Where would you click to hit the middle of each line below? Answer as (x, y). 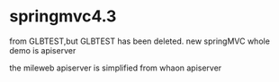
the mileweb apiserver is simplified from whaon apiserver (116, 68)
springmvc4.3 (63, 16)
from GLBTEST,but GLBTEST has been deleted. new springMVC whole (139, 41)
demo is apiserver (43, 50)
